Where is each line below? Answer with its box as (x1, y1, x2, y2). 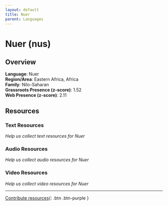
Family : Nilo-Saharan (5, 82, 49, 88)
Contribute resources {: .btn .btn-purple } (5, 195, 89, 201)
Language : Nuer (5, 71, 39, 77)
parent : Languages (5, 16, 43, 21)
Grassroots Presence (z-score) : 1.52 (5, 87, 81, 93)
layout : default (5, 7, 39, 12)
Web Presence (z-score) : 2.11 (5, 92, 66, 98)
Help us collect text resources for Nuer (5, 133, 85, 139)
